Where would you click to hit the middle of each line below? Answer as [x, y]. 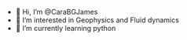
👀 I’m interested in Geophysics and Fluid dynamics [97, 20]
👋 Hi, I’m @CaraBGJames [57, 12]
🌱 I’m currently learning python [66, 28]
